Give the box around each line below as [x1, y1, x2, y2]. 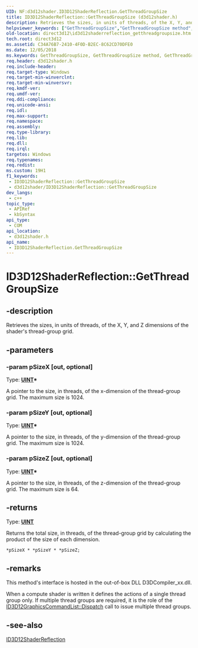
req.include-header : [6, 63, 57, 70]
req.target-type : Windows [6, 69, 70, 75]
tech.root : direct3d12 [6, 36, 62, 42]
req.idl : [6, 107, 28, 113]
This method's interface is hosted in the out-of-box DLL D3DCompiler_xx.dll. [6, 579, 192, 586]
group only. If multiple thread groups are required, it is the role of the [6, 597, 173, 604]
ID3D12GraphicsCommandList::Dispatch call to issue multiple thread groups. [6, 603, 192, 610]
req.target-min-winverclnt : [6, 74, 75, 80]
